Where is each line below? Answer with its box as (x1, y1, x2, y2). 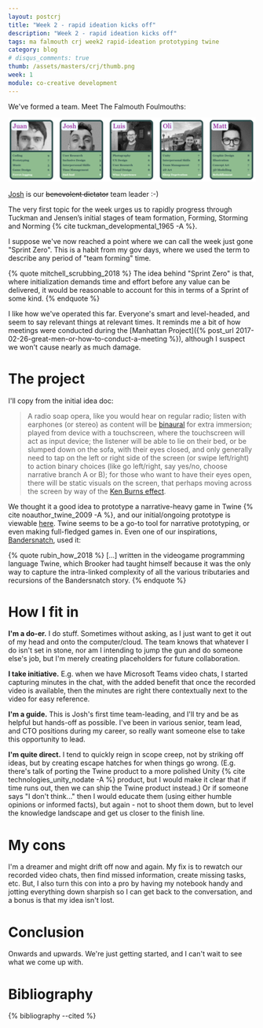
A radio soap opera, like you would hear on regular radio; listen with (27, 411, 247, 420)
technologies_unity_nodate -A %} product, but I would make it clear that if (8, 775, 247, 785)
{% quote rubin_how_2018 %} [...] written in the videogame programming (8, 550, 245, 560)
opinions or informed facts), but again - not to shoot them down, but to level (8, 800, 254, 810)
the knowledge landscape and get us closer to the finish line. (8, 808, 206, 818)
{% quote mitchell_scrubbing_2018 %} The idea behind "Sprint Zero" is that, (8, 268, 254, 278)
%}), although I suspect (168, 334, 246, 343)
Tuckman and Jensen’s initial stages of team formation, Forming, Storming (8, 213, 249, 222)
